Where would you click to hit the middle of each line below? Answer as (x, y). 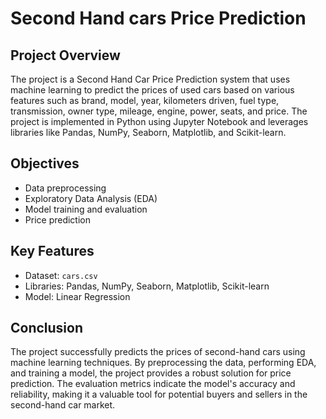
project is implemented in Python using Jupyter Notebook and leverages (159, 121)
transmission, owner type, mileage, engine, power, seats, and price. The (159, 111)
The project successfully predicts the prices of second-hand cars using (158, 352)
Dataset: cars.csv (61, 275)
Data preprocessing (65, 188)
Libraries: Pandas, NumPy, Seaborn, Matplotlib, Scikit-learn (147, 286)
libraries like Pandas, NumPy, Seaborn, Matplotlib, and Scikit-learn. (148, 132)
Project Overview (65, 55)
